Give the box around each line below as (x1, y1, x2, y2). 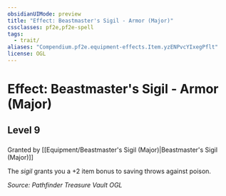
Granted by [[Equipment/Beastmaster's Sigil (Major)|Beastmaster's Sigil (7, 145, 218, 154)
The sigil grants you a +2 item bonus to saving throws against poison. (7, 167, 212, 175)
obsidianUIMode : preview (7, 10, 81, 18)
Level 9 (7, 124, 41, 136)
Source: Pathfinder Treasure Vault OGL (7, 181, 123, 190)
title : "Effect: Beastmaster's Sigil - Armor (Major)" (7, 17, 174, 24)
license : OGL (7, 51, 46, 58)
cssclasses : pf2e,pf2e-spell (7, 24, 94, 31)
